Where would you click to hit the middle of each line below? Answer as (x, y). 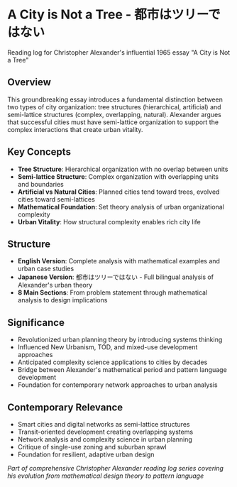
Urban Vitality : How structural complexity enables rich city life (109, 221)
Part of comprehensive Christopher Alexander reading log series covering (115, 468)
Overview (29, 82)
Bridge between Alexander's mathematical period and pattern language (122, 370)
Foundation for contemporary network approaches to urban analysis (117, 385)
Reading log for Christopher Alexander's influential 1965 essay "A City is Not (119, 52)
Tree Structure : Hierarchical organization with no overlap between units (123, 169)
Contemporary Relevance (65, 407)
